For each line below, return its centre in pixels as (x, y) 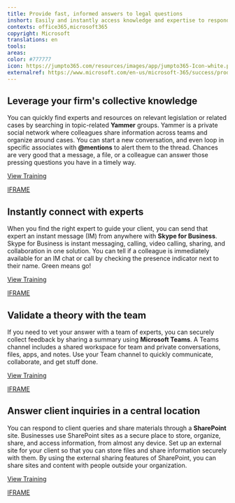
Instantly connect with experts (76, 212)
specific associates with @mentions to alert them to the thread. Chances (113, 147)
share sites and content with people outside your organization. (97, 465)
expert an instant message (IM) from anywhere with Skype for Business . (112, 236)
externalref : (26, 72)
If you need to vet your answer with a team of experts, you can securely (111, 332)
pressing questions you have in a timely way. (72, 163)
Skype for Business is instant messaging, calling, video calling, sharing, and (116, 243)
